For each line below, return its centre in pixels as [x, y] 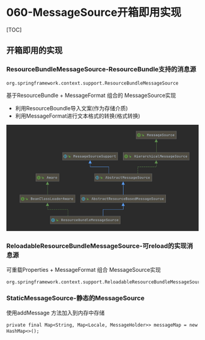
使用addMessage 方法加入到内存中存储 [56, 313]
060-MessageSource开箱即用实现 [94, 12]
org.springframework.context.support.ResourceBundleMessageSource [92, 83]
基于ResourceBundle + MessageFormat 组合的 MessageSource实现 [91, 95]
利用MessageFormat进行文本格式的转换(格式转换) [77, 116]
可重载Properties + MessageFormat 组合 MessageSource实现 [84, 269]
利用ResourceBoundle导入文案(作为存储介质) [71, 108]
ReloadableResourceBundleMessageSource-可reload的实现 [97, 246]
